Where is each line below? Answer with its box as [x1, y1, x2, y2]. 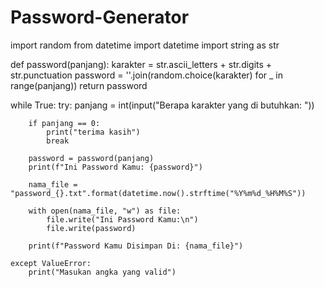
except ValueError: [10, 258, 92, 268]
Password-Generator [10, 6, 190, 29]
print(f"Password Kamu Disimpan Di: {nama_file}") [28, 241, 244, 251]
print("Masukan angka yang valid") [28, 267, 177, 277]
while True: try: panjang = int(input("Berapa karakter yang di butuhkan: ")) [10, 99, 315, 111]
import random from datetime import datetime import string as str [10, 39, 280, 51]
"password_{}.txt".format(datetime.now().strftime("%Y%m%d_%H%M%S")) [10, 188, 307, 198]
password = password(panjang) [28, 153, 155, 163]
